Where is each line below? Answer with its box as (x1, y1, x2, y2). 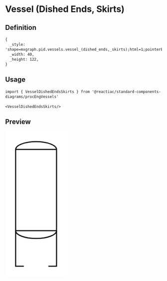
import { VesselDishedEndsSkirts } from (5, 89, 90, 94)
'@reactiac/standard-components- (91, 89, 162, 94)
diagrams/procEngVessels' (5, 94, 59, 99)
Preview (5, 118, 31, 126)
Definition (5, 23, 36, 32)
